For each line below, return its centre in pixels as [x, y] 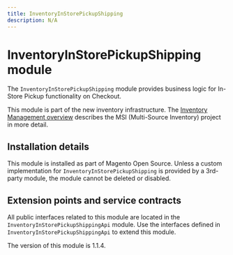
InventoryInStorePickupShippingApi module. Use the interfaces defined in [114, 225]
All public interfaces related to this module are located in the [94, 217]
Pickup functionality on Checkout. [73, 96]
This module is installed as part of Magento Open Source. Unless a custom [115, 163]
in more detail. [28, 125]
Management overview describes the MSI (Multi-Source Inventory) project [114, 117]
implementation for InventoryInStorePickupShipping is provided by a [106, 171]
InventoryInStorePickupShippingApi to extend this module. [92, 232]
